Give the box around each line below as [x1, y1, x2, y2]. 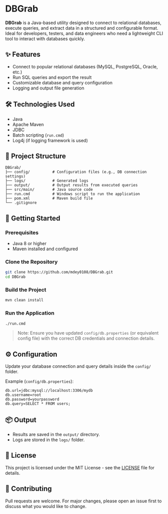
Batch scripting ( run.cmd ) [12, 132, 64, 138]
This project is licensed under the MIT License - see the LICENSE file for [5, 464, 154, 470]
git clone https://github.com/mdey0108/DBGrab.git [5, 270, 113, 275]
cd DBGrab [5, 274, 26, 279]
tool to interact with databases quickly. [5, 36, 85, 42]
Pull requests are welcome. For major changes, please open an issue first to [5, 498, 162, 504]
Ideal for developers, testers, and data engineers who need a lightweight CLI [5, 30, 163, 36]
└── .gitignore [5, 200, 37, 205]
